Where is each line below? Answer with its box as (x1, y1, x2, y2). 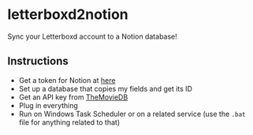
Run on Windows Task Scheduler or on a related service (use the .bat (18, 109, 246, 118)
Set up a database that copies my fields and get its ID (18, 84, 192, 93)
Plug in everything (18, 100, 78, 110)
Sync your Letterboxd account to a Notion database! (7, 32, 178, 41)
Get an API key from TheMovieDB (18, 92, 128, 102)
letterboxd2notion (7, 6, 128, 24)
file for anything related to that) (18, 117, 121, 127)
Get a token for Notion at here (18, 75, 116, 84)
